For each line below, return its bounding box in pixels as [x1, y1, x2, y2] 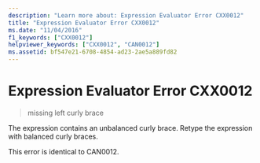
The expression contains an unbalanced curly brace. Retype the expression [8, 123, 253, 132]
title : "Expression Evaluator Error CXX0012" [8, 19, 159, 27]
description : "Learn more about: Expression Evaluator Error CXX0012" [8, 11, 244, 20]
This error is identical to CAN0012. [8, 146, 119, 156]
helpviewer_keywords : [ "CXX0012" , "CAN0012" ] [8, 41, 159, 49]
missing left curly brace [27, 108, 104, 117]
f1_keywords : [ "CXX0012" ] [8, 33, 93, 42]
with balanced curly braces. [8, 132, 98, 141]
